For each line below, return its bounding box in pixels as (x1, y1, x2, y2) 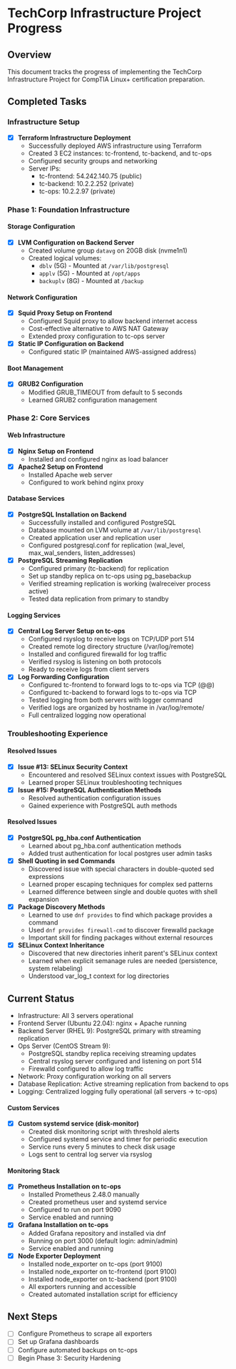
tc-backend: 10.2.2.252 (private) (39, 179, 134, 188)
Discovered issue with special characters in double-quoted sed (28, 865, 215, 873)
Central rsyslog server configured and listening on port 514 (28, 1057, 202, 1065)
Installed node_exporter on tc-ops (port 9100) (28, 1259, 163, 1268)
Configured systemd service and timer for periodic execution (28, 1135, 208, 1144)
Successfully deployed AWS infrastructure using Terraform (28, 141, 202, 150)
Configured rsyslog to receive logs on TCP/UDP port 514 (28, 635, 195, 643)
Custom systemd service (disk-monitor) (17, 1119, 139, 1128)
